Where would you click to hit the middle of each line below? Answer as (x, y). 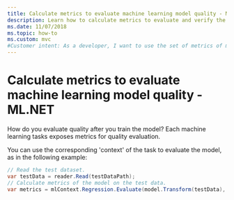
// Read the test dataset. (46, 170)
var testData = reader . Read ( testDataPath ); (71, 176)
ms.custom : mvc (29, 40)
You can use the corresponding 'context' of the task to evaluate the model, (115, 149)
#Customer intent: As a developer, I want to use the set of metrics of (115, 46)
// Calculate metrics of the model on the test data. (87, 183)
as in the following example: (47, 157)
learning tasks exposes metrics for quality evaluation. (84, 136)
